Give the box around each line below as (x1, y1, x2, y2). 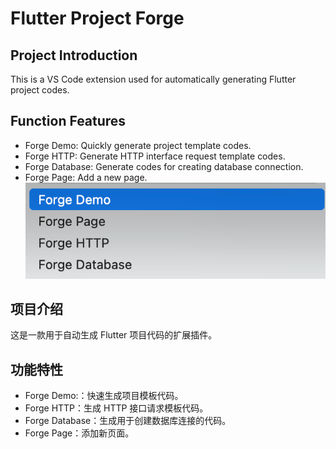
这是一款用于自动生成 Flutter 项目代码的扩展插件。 (10, 329, 218, 341)
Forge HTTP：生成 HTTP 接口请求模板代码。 (24, 402, 209, 414)
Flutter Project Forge (10, 7, 185, 30)
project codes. (10, 84, 70, 96)
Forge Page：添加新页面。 (24, 427, 135, 439)
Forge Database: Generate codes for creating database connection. (24, 160, 304, 172)
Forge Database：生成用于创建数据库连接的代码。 (24, 415, 232, 427)
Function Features (10, 113, 127, 130)
